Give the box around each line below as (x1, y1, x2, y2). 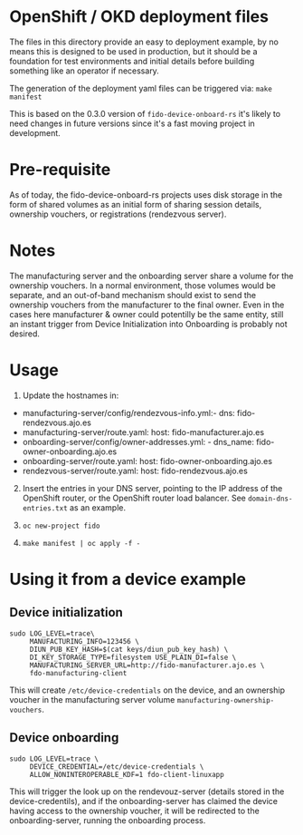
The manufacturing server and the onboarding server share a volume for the (9, 270, 294, 281)
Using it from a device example (9, 568, 247, 589)
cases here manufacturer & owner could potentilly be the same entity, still (9, 308, 284, 319)
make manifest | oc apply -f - (22, 539, 141, 548)
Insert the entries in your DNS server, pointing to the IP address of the (22, 482, 283, 493)
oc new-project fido (22, 521, 100, 530)
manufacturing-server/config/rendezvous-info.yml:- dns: (22, 407, 235, 418)
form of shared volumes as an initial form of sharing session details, (9, 199, 262, 209)
